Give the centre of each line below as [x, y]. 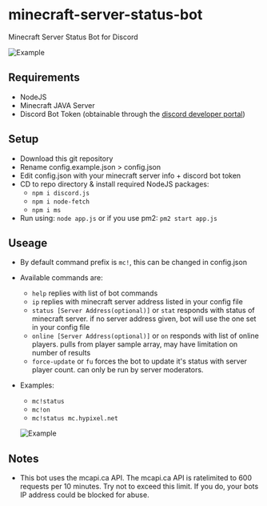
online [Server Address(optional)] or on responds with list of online [145, 336]
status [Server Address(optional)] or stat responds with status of [143, 311]
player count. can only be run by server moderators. [118, 370]
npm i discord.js [61, 193]
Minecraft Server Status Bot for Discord [73, 37]
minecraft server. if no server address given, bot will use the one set [144, 319]
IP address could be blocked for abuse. [84, 495]
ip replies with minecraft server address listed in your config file [137, 302]
